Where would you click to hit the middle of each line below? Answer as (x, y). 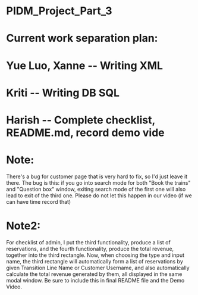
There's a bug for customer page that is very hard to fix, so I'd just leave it (97, 176)
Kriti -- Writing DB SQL (63, 93)
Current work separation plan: (82, 38)
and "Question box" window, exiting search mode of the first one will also (96, 189)
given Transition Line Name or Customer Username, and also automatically (98, 268)
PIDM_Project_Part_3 (59, 11)
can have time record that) (39, 201)
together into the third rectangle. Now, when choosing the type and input (95, 255)
